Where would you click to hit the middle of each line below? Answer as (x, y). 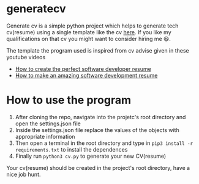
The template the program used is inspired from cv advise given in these (98, 50)
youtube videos (26, 57)
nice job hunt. (24, 174)
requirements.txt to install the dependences (71, 149)
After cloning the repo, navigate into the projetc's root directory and (100, 117)
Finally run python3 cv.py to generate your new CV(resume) (91, 156)
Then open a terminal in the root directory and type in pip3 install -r (104, 143)
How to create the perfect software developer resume (83, 68)
